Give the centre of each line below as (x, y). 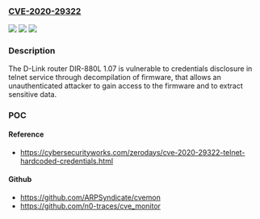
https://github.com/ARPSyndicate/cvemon (90, 197)
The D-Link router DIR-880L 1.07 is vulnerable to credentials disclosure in (130, 68)
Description (32, 51)
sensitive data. (33, 94)
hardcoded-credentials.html (67, 161)
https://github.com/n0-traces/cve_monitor (90, 206)
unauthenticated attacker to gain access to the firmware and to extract (126, 86)
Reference (26, 134)
